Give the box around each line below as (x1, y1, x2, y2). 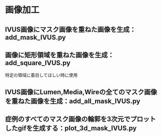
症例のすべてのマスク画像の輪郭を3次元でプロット (5, 115, 156, 123)
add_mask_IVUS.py (5, 33, 66, 41)
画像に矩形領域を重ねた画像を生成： (5, 51, 114, 59)
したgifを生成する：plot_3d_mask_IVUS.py (5, 124, 137, 133)
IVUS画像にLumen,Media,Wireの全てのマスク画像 (5, 88, 157, 96)
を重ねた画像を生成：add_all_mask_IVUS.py (5, 97, 141, 105)
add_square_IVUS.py (5, 59, 71, 67)
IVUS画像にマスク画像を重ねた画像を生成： (5, 25, 136, 34)
